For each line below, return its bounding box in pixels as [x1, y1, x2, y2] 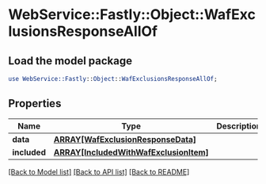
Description [216, 121, 262, 132]
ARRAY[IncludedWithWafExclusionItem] [53, 147, 209, 158]
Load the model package [8, 54, 133, 67]
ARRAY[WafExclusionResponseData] [53, 133, 196, 144]
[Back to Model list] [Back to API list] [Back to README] [8, 167, 190, 176]
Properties [8, 97, 62, 110]
